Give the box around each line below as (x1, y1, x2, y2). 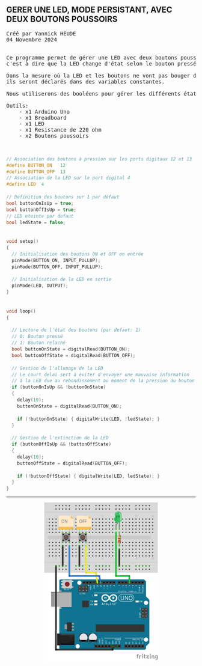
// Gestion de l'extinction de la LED (11, 435, 109, 441)
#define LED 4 (6, 182, 44, 188)
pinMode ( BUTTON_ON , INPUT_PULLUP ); (11, 257, 101, 263)
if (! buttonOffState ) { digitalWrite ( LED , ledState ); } (17, 473, 161, 479)
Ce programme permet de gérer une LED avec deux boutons (6, 54, 178, 61)
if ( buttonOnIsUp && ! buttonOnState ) (11, 384, 106, 390)
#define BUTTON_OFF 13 (6, 168, 66, 175)
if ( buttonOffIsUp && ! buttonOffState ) (11, 441, 112, 447)
